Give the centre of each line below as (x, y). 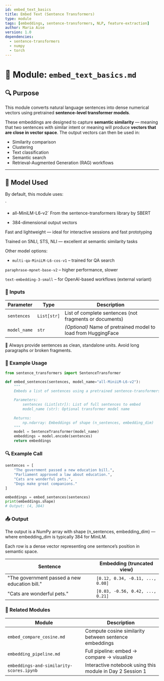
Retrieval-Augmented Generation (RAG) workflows (63, 163)
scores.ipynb (23, 670)
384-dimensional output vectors (44, 223)
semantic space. (22, 551)
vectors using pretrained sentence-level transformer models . (68, 112)
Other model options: (26, 251)
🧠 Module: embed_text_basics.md (71, 74)
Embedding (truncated (126, 563)
